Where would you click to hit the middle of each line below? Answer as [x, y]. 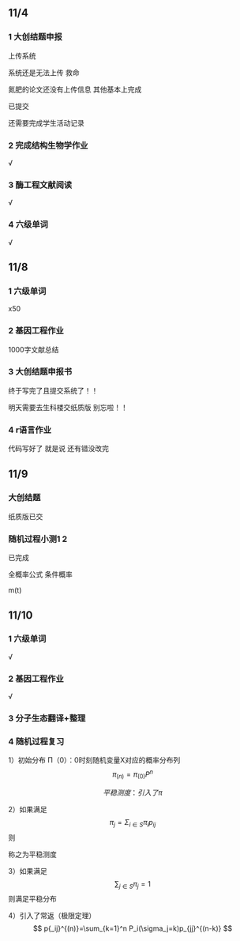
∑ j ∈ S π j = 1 [133, 885]
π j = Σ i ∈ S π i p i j [133, 823]
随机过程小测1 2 [38, 539]
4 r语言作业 [30, 430]
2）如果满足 [28, 809]
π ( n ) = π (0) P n [133, 774]
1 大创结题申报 [36, 37]
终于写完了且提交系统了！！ [53, 390]
